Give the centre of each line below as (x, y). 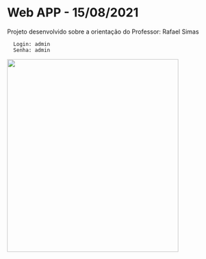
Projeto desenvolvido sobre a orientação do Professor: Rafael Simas (103, 32)
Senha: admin (32, 50)
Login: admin (32, 44)
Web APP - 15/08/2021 (73, 13)
